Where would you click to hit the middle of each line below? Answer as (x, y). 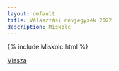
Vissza (17, 60)
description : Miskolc (39, 27)
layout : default (31, 14)
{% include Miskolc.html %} (48, 47)
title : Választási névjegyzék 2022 (60, 20)
